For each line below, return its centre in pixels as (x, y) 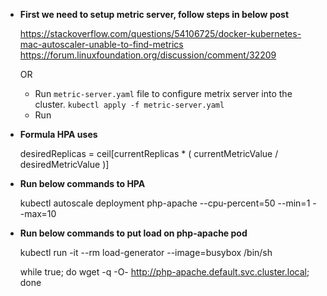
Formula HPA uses (58, 134)
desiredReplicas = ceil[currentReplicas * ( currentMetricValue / (149, 153)
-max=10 (38, 213)
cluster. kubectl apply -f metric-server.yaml (129, 104)
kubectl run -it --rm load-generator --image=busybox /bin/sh (146, 252)
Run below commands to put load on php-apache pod (133, 233)
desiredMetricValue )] (64, 164)
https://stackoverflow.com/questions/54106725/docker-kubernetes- (160, 33)
